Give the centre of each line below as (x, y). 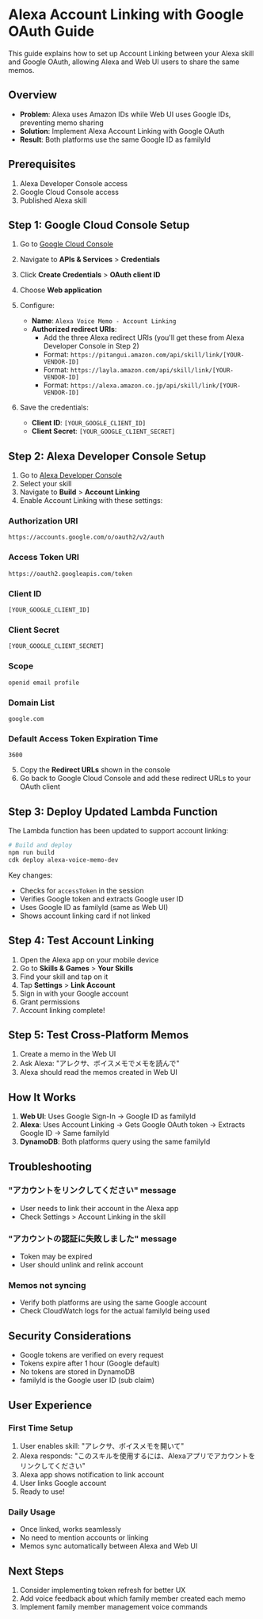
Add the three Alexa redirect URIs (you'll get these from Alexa (144, 337)
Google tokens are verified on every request (91, 1355)
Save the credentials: (54, 408)
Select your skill (46, 484)
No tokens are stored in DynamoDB (77, 1372)
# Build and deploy (40, 845)
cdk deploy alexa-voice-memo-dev (63, 860)
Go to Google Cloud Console (66, 244)
